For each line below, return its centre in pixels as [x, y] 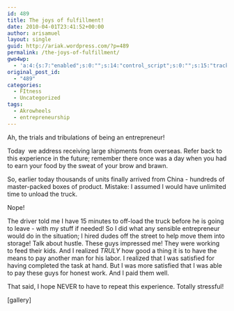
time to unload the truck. [42, 194]
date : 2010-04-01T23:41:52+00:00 [56, 26]
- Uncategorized [37, 98]
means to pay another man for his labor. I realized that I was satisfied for [111, 258]
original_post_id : [34, 72]
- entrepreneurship [42, 117]
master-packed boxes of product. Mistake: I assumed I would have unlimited [117, 186]
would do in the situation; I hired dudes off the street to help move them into [116, 236]
